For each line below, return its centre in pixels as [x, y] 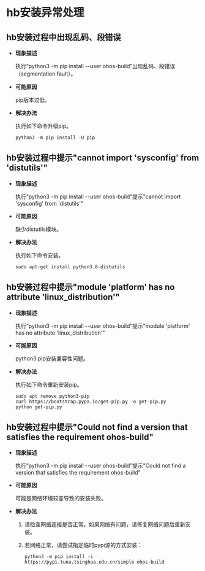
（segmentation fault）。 [46, 74]
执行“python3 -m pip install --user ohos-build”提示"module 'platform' [102, 325]
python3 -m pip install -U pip [55, 138]
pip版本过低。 [33, 100]
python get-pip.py [39, 407]
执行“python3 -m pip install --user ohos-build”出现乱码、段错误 [95, 66]
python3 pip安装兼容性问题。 [52, 358]
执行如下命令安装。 [39, 255]
